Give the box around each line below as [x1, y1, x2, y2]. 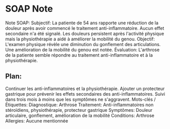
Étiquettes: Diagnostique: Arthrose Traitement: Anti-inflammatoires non [5, 102, 154, 108]
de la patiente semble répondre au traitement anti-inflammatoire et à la [5, 52, 153, 58]
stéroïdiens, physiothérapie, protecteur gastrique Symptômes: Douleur [5, 107, 153, 113]
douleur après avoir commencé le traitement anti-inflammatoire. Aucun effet [5, 25, 164, 31]
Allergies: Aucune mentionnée [5, 117, 69, 124]
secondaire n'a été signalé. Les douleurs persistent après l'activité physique [5, 30, 164, 36]
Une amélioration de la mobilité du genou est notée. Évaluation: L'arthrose [5, 47, 160, 53]
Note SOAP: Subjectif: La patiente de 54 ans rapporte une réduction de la [5, 20, 159, 26]
